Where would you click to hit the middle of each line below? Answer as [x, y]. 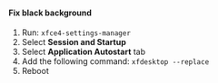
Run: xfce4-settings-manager [76, 32]
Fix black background [50, 13]
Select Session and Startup [74, 42]
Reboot [35, 71]
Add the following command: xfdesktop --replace [115, 61]
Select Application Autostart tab [84, 52]
